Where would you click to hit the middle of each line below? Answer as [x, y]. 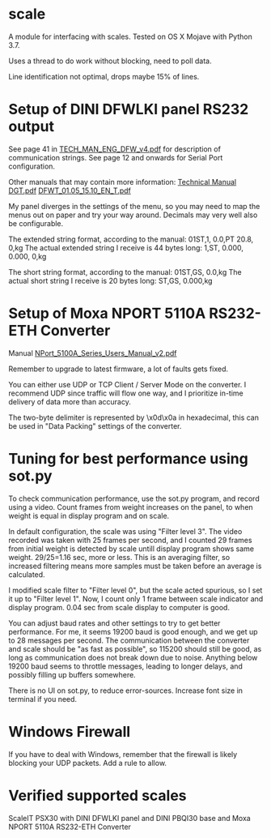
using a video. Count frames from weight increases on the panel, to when [131, 507]
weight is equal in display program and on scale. [89, 515]
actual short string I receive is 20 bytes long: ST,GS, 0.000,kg [110, 280]
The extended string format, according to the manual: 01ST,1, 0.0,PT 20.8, [131, 239]
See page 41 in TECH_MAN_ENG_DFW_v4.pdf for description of [114, 149]
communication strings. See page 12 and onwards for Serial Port [116, 157]
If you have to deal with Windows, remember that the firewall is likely [123, 754]
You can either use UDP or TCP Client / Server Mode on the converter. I [127, 384]
